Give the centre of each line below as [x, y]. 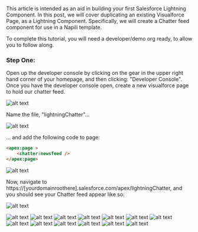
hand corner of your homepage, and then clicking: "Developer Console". [94, 79]
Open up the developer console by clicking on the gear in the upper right [95, 73]
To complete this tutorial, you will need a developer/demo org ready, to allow [99, 39]
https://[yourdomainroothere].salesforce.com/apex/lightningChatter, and [94, 188]
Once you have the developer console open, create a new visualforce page [98, 85]
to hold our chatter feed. [36, 92]
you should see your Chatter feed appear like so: [66, 194]
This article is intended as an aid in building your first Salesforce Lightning [96, 9]
